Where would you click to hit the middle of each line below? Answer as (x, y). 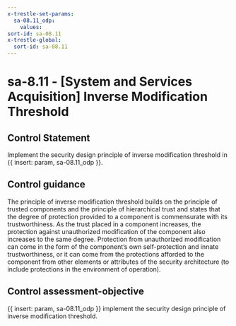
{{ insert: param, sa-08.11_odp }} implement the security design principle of (117, 308)
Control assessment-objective (76, 292)
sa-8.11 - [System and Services (100, 82)
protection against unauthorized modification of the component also (107, 231)
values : (31, 27)
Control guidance (47, 185)
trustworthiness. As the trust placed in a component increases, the (104, 224)
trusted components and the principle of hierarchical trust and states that (114, 209)
